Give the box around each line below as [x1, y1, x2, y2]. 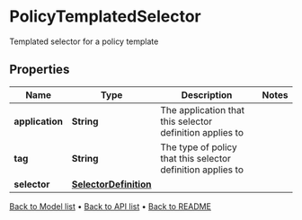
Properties [9, 62, 70, 77]
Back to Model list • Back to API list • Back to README [9, 200, 211, 212]
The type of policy [160, 141, 237, 154]
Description [181, 88, 233, 101]
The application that [160, 103, 245, 116]
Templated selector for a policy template [9, 36, 159, 47]
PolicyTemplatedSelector [9, 6, 201, 27]
